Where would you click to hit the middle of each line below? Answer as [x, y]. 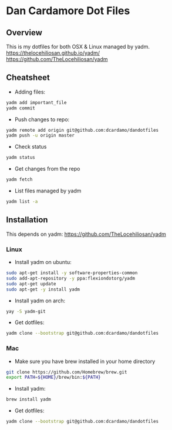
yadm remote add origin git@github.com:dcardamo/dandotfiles [82, 130]
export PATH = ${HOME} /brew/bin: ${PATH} [53, 378]
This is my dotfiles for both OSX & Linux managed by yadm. [78, 46]
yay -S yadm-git [26, 311]
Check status [31, 147]
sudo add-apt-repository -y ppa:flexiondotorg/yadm [70, 278]
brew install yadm [28, 399]
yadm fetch [19, 180]
